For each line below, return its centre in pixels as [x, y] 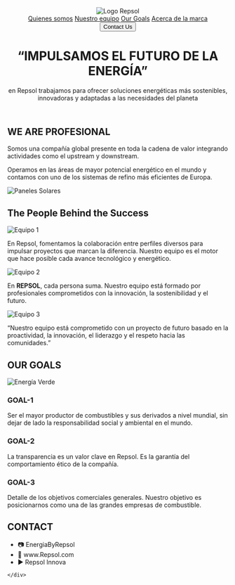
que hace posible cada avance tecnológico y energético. [89, 259]
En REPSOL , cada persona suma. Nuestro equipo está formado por [104, 286]
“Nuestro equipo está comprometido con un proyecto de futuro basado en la [118, 328]
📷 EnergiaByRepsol [46, 544]
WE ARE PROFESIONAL [59, 132]
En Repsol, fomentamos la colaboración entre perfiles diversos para [105, 244]
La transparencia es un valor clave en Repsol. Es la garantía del [99, 456]
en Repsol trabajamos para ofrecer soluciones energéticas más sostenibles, [118, 90]
